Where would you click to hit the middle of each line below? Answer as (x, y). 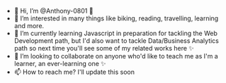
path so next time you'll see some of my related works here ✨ (104, 48)
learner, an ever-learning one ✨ (60, 64)
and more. (29, 26)
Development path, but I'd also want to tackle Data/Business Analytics (117, 41)
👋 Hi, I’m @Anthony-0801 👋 (53, 11)
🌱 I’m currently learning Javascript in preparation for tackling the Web (115, 33)
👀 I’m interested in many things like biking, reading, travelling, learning (116, 18)
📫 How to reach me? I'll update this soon (74, 72)
